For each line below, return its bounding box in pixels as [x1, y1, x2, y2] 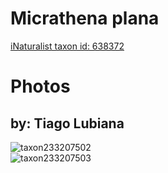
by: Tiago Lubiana [10, 115, 125, 132]
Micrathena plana [10, 7, 160, 30]
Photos [10, 75, 71, 98]
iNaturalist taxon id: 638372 [10, 40, 125, 52]
